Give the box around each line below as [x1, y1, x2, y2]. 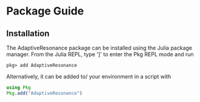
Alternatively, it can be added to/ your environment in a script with [6, 73, 172, 80]
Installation [6, 28, 50, 39]
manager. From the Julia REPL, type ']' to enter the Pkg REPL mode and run [6, 51, 194, 58]
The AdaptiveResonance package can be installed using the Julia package [6, 44, 193, 51]
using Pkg [6, 84, 32, 91]
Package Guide [6, 4, 84, 18]
